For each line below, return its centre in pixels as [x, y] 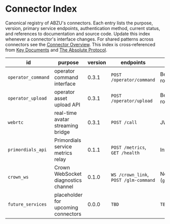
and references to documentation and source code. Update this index [78, 34]
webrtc [16, 122]
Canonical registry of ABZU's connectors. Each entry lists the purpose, [79, 23]
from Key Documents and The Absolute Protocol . [56, 50]
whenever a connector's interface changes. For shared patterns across [79, 39]
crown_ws [18, 177]
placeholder [68, 195]
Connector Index [41, 9]
